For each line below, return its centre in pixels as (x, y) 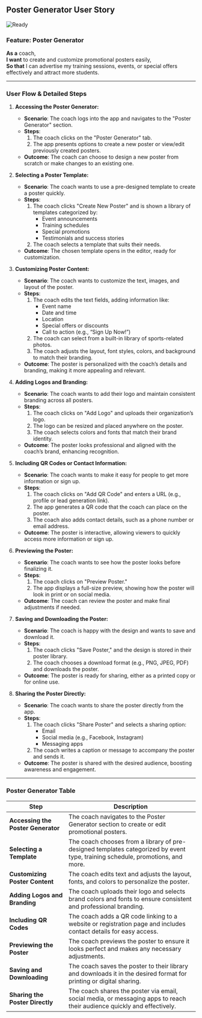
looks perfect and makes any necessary (125, 949)
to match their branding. (63, 358)
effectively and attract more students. (53, 72)
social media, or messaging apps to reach (127, 998)
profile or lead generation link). (71, 501)
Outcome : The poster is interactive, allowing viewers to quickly (102, 533)
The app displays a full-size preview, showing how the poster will (113, 588)
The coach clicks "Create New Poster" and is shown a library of (112, 206)
